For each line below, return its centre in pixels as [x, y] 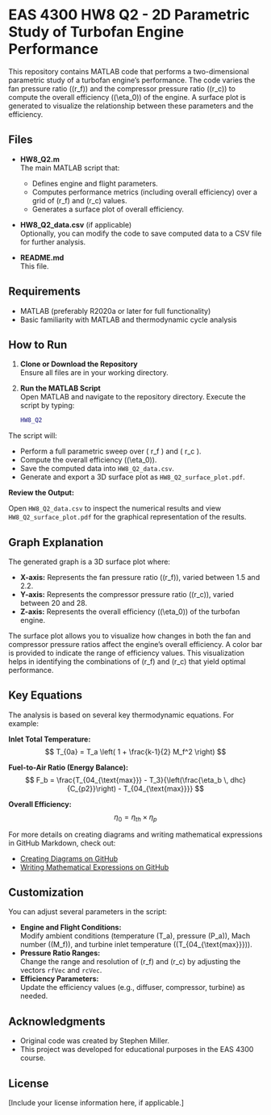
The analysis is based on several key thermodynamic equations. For [121, 715]
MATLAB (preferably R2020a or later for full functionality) [115, 311]
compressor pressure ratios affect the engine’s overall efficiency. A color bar [135, 645]
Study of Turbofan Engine [96, 32]
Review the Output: [42, 493]
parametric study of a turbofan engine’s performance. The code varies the [132, 80]
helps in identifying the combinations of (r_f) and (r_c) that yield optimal [127, 662]
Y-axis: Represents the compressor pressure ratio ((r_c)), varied [127, 595]
